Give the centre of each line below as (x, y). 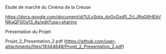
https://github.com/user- (91, 41)
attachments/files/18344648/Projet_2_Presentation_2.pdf (64, 46)
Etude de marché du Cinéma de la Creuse (48, 7)
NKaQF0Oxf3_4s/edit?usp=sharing (41, 22)
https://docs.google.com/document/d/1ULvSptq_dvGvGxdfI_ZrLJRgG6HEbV (83, 17)
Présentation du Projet (28, 31)
